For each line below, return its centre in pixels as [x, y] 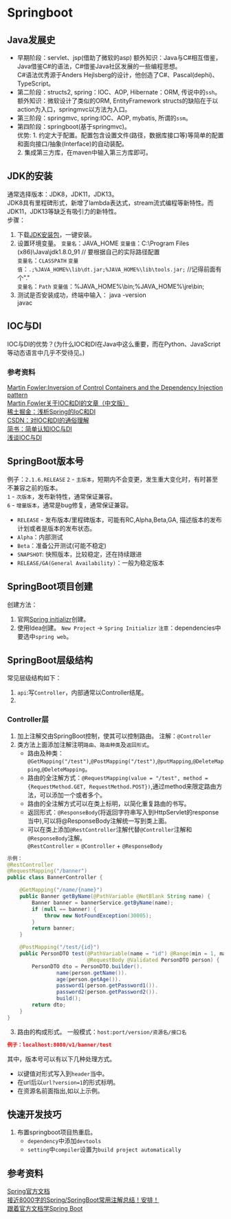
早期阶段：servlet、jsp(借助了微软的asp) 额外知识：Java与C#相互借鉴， [119, 58]
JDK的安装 [30, 176]
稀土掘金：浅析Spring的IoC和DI [52, 411]
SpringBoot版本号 [46, 461]
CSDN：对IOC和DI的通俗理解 [48, 420]
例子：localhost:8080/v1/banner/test [59, 1045]
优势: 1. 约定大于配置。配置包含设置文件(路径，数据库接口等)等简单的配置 [120, 135]
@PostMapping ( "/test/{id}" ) [59, 947]
